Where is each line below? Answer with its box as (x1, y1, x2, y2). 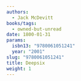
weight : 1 (6, 65, 32, 72)
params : (6, 37, 26, 43)
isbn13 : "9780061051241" (12, 43, 75, 49)
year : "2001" (12, 49, 45, 55)
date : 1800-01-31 (6, 32, 51, 38)
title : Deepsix (6, 60, 45, 66)
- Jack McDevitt (12, 15, 53, 21)
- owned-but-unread (12, 26, 62, 32)
